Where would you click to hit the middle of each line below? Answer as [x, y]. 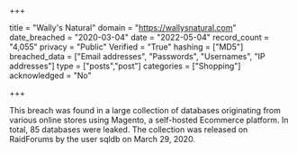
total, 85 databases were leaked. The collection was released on [129, 130]
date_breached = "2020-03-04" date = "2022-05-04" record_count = [139, 37]
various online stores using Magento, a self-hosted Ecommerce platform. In [149, 120]
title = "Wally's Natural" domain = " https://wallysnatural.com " [123, 27]
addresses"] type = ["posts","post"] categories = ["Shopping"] [125, 66]
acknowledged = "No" [50, 76]
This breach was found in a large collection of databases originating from [145, 110]
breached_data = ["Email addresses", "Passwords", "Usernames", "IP [137, 56]
